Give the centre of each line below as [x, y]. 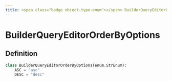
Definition [21, 54]
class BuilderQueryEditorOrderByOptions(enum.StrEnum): [66, 65]
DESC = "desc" [29, 75]
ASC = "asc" [27, 70]
